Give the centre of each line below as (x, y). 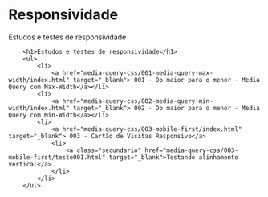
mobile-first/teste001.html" (57, 157)
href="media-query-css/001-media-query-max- (138, 73)
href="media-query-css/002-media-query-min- (138, 101)
